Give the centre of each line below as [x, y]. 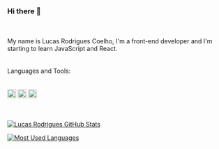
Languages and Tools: [39, 71]
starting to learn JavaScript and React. [62, 49]
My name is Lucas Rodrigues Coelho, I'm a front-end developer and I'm [110, 41]
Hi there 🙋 [24, 11]
